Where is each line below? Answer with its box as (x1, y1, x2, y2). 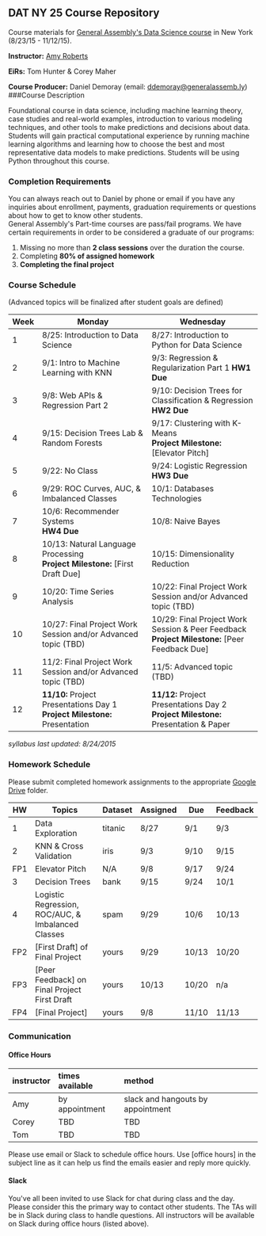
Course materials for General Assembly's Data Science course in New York (8, 27, 253, 36)
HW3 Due (151, 471, 189, 482)
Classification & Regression (151, 395, 253, 406)
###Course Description (8, 90, 85, 100)
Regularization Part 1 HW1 (151, 362, 252, 373)
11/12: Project (151, 689, 207, 700)
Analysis (42, 596, 74, 607)
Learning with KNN (42, 368, 112, 379)
